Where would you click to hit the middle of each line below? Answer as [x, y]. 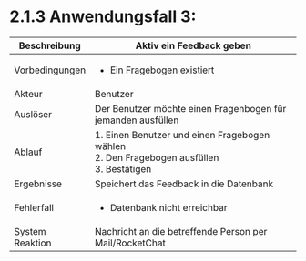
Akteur [28, 94]
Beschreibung [50, 45]
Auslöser [33, 114]
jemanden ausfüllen [137, 120]
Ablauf [28, 152]
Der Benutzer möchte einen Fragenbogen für [190, 108]
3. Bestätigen [123, 168]
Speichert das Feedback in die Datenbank [184, 184]
